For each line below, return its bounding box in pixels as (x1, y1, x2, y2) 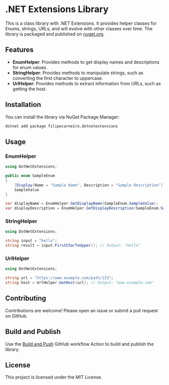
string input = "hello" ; (5, 238, 57, 243)
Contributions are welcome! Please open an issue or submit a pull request (5, 307, 158, 313)
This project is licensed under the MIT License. (5, 374, 103, 380)
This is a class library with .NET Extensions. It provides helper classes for (5, 20, 157, 26)
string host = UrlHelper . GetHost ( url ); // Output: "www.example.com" (5, 280, 154, 286)
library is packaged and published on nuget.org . (5, 31, 105, 37)
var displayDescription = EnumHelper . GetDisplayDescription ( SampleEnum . (5, 206, 161, 211)
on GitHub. (5, 313, 28, 319)
